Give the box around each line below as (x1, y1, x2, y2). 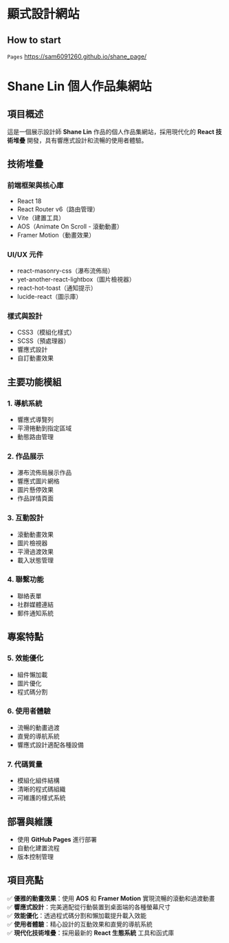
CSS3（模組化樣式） (17, 328, 76, 337)
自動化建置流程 (17, 844, 60, 852)
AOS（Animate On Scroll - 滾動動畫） (17, 222, 124, 231)
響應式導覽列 (17, 415, 54, 423)
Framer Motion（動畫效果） (17, 231, 96, 239)
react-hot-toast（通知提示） (17, 284, 97, 292)
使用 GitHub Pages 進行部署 (17, 835, 98, 843)
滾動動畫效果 (17, 530, 54, 538)
